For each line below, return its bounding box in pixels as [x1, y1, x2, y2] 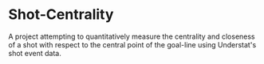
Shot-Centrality [8, 6, 114, 24]
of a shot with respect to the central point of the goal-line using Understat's [8, 40, 257, 49]
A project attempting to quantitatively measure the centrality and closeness [8, 32, 255, 41]
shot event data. [8, 48, 61, 58]
